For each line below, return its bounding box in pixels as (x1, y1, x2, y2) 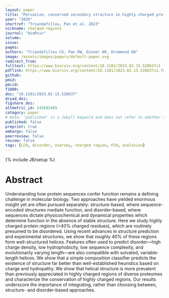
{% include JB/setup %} (5, 157, 55, 162)
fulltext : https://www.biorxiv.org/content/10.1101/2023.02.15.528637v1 (5, 63, 161, 68)
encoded (5, 207, 24, 213)
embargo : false (5, 129, 37, 134)
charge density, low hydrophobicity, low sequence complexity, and (5, 244, 144, 250)
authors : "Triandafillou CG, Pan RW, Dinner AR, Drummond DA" (5, 49, 138, 54)
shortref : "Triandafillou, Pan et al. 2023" (5, 21, 100, 27)
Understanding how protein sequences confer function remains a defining (5, 190, 159, 196)
